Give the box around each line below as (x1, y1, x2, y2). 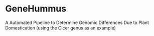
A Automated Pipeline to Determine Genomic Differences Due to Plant (5, 19, 149, 25)
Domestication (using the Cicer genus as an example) (5, 24, 116, 30)
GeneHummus (5, 3, 67, 14)
